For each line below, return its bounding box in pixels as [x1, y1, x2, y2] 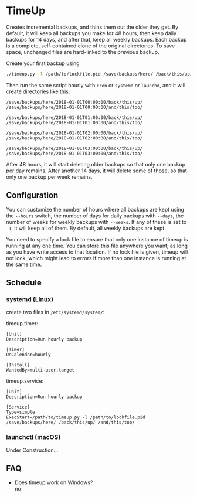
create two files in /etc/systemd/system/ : [6, 309, 105, 316]
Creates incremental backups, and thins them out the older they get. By [6, 23, 179, 30]
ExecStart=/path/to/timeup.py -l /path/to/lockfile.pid [6, 414, 145, 420]
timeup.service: [6, 377, 44, 384]
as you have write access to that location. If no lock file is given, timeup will [6, 248, 188, 256]
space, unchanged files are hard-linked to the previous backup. [6, 48, 159, 55]
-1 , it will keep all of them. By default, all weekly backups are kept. [6, 224, 166, 232]
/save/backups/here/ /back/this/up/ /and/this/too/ [6, 420, 135, 425]
